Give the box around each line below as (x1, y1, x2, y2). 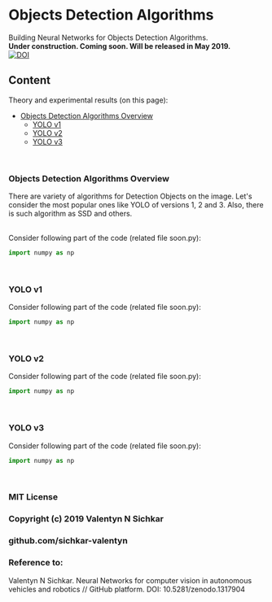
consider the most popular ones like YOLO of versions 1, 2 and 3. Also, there (8, 200, 264, 210)
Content (8, 73, 51, 87)
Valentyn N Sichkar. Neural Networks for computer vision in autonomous (8, 575, 252, 585)
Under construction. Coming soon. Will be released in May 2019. (8, 41, 231, 50)
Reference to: (8, 557, 64, 569)
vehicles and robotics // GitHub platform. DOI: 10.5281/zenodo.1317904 (8, 584, 246, 594)
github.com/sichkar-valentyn (8, 535, 128, 547)
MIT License (8, 491, 59, 503)
